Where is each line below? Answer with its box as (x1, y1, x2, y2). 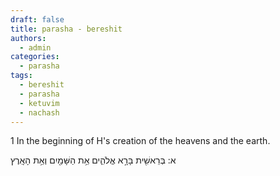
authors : (10, 33, 47, 43)
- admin (19, 42, 52, 53)
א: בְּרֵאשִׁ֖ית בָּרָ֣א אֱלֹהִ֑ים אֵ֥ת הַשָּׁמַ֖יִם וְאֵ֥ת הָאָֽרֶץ (10, 154, 177, 166)
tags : (10, 71, 33, 81)
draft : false (10, 14, 65, 25)
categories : (10, 52, 60, 62)
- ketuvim (19, 98, 60, 108)
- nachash (19, 107, 60, 118)
